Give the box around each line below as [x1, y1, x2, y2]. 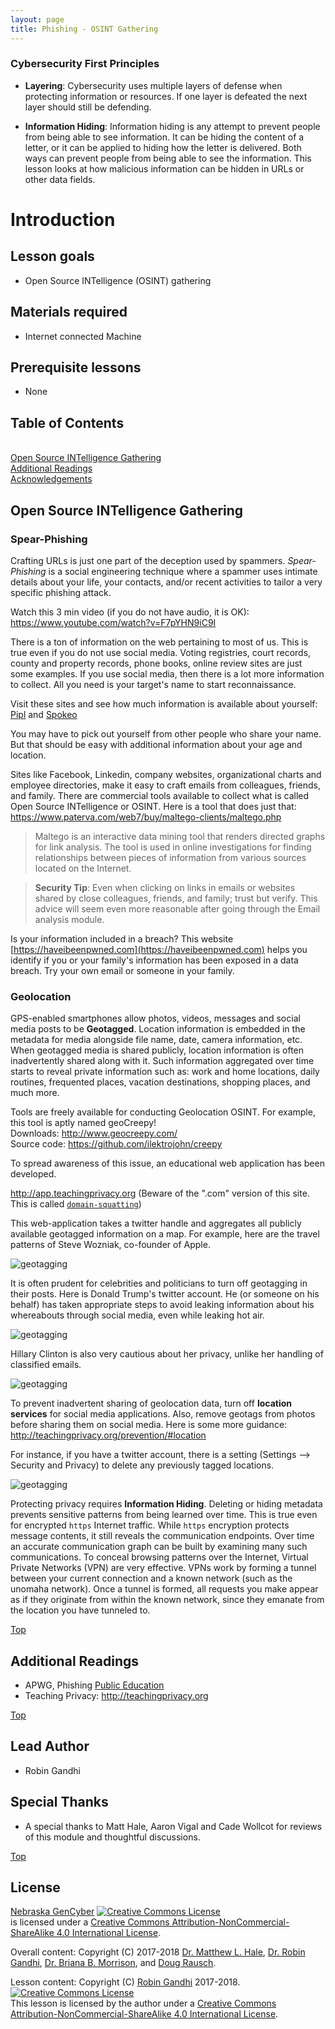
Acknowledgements [10, 473, 93, 485]
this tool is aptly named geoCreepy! [10, 1117, 157, 1129]
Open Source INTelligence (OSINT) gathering [24, 274, 212, 286]
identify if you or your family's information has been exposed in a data [10, 954, 299, 966]
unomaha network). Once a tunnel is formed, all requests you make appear [10, 1583, 319, 1595]
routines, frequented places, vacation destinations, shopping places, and [10, 1076, 311, 1088]
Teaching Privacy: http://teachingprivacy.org [24, 1690, 209, 1702]
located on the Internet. [34, 862, 132, 874]
